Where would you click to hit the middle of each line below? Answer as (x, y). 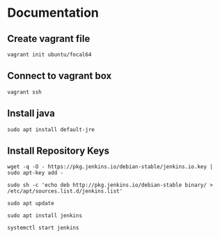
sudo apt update (31, 204)
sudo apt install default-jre (51, 129)
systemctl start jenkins (43, 228)
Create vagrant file (49, 39)
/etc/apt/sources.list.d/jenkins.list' (65, 191)
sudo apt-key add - (36, 173)
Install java (31, 113)
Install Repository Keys (58, 151)
